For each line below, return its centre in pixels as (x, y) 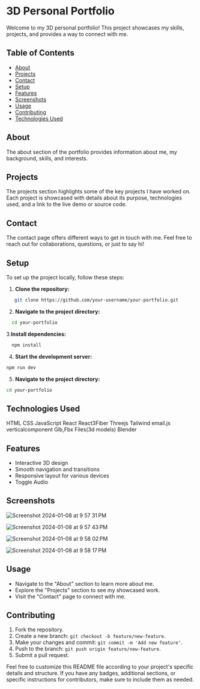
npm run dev (21, 368)
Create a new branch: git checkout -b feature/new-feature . (90, 636)
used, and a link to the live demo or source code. (67, 204)
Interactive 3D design (41, 463)
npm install (27, 345)
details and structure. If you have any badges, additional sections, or (91, 673)
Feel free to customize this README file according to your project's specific (100, 667)
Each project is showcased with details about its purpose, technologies (94, 198)
